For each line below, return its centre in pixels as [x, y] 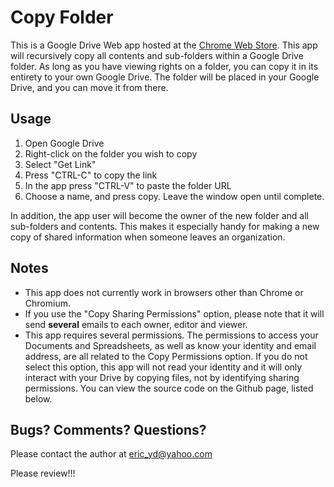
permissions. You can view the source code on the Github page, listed [169, 388]
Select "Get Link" [60, 164]
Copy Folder [62, 17]
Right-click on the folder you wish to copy [111, 153]
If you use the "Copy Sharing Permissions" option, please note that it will [174, 313]
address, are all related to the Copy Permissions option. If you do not [166, 356]
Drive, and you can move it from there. [89, 87]
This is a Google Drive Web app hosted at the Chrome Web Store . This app [164, 45]
